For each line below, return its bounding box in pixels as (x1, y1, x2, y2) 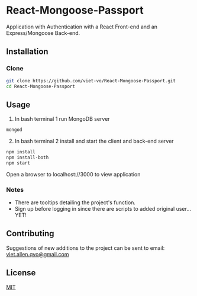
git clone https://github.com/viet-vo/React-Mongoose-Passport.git (6, 78, 176, 83)
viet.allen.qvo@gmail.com (6, 250, 69, 258)
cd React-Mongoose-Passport (6, 83, 76, 89)
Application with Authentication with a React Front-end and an (6, 23, 158, 30)
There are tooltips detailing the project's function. (14, 199, 136, 206)
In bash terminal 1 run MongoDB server (14, 115, 111, 123)
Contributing (6, 229, 54, 239)
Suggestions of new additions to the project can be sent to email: (6, 244, 165, 252)
